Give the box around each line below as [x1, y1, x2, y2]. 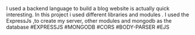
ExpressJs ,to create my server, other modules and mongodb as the [6, 17, 172, 24]
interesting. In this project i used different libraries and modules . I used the [6, 11, 190, 18]
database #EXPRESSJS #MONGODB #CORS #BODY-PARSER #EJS [6, 23, 170, 30]
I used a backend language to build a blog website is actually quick [6, 5, 170, 12]
